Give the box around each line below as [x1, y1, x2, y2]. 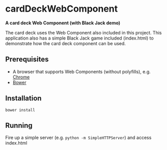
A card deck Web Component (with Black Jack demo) [5, 20, 121, 26]
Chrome [12, 74, 30, 80]
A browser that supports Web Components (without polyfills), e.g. [12, 68, 151, 74]
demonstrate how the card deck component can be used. [5, 40, 126, 46]
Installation [5, 94, 42, 103]
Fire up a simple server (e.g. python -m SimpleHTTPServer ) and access [5, 135, 152, 141]
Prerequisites [5, 55, 49, 64]
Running [5, 121, 33, 130]
